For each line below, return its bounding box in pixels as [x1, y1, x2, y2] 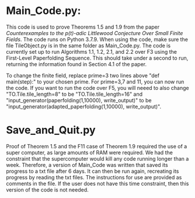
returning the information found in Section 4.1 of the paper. [6, 60, 147, 68]
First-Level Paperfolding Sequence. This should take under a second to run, [6, 54, 189, 61]
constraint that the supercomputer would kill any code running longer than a [6, 155, 189, 162]
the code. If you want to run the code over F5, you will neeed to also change [6, 84, 189, 91]
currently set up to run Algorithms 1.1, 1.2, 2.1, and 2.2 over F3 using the [6, 48, 177, 55]
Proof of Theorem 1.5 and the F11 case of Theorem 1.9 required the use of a [6, 143, 187, 150]
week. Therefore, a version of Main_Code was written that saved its [6, 161, 168, 168]
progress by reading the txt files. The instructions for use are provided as [6, 173, 182, 180]
